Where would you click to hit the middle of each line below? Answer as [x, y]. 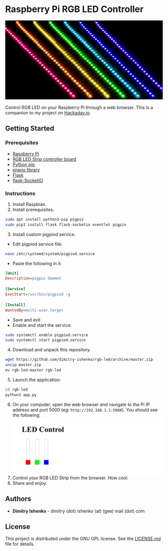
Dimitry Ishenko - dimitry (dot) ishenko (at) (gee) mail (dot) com [78, 511]
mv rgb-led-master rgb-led [33, 370]
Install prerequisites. [33, 210]
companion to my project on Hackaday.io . [48, 113]
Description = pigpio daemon [33, 279]
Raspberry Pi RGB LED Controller [74, 9]
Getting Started [30, 129]
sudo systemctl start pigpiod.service [45, 340]
